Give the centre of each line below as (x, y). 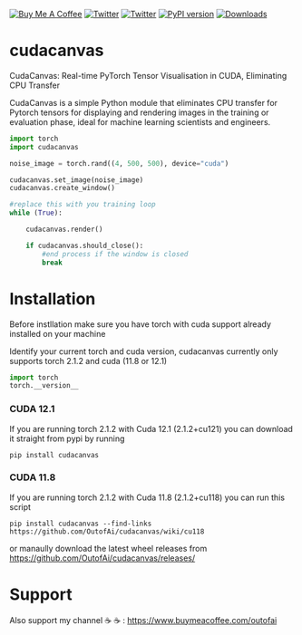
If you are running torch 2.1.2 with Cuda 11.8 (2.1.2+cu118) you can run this (147, 497)
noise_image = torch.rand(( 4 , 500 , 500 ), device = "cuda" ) (119, 163)
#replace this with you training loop (83, 205)
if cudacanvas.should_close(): (85, 245)
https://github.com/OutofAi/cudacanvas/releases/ (102, 558)
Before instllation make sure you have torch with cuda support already (141, 324)
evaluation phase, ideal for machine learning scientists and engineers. (140, 121)
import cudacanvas (44, 147)
